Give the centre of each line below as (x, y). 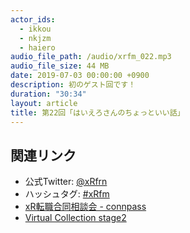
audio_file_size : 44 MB (60, 66)
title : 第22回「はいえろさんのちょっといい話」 (97, 112)
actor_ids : (33, 19)
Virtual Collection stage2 (75, 218)
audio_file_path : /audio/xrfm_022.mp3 (91, 57)
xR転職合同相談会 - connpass (85, 207)
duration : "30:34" (48, 94)
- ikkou (35, 29)
